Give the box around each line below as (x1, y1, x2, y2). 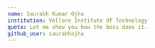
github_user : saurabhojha (7, 30, 84, 37)
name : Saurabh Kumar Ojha (7, 10, 84, 18)
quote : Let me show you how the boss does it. (7, 23, 148, 30)
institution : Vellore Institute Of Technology (7, 17, 148, 24)
